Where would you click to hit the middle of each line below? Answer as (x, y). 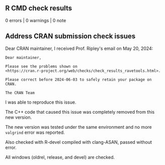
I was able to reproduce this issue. (41, 102)
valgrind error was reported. (35, 132)
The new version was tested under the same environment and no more (78, 127)
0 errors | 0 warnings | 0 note (36, 20)
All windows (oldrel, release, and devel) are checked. (60, 157)
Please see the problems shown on (42, 66)
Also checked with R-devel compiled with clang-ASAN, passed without (79, 142)
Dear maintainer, (23, 57)
